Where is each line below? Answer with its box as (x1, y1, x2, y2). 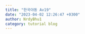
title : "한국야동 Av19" (5, 7, 52, 12)
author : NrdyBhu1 (5, 16, 42, 21)
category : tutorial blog (5, 21, 58, 26)
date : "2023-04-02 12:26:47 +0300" (5, 12, 80, 17)
